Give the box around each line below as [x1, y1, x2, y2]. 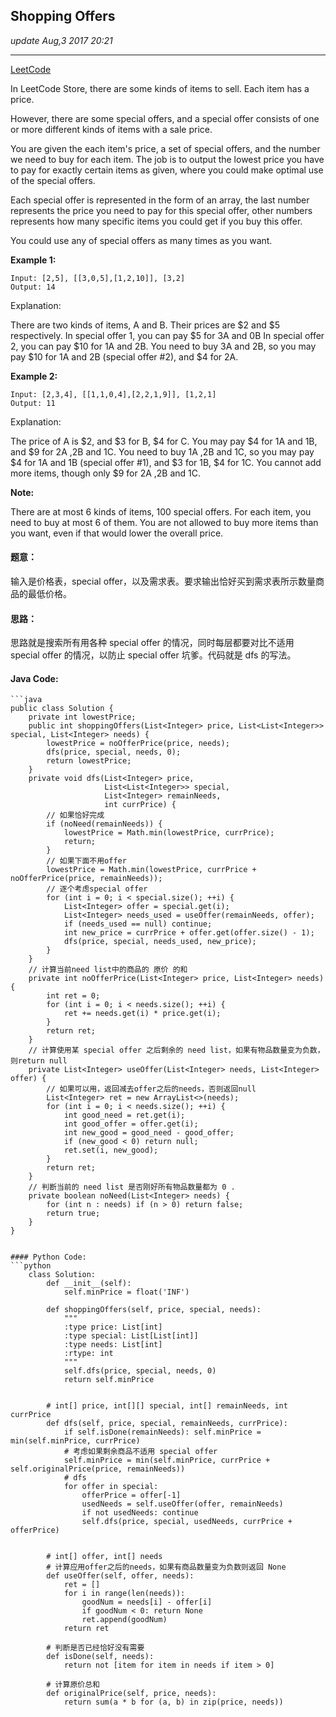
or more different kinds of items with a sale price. [10, 123, 213, 135]
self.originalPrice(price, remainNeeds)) [10, 1464, 186, 1474]
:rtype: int [63, 1349, 114, 1359]
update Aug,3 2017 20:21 [10, 34, 113, 46]
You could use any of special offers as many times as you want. [10, 234, 273, 246]
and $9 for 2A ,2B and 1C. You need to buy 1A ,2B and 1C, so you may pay [10, 445, 315, 458]
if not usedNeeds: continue [81, 1508, 199, 1518]
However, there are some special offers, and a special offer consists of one [10, 112, 320, 124]
